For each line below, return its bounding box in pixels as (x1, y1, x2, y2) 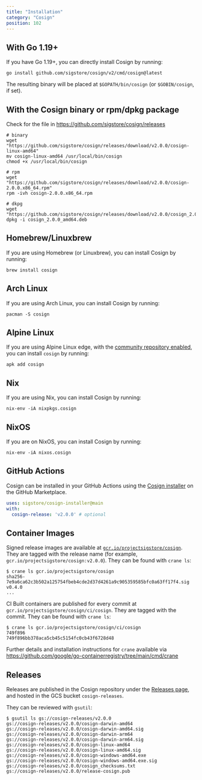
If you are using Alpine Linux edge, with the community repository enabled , (6, 343, 192, 350)
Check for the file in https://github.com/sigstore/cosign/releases (6, 121, 165, 127)
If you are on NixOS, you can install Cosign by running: (6, 438, 142, 445)
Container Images (6, 528, 75, 538)
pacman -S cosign (6, 311, 50, 317)
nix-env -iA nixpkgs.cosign (6, 405, 77, 412)
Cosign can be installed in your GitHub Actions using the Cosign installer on (6, 482, 194, 489)
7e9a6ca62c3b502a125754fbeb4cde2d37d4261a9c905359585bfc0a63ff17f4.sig (6, 579, 189, 585)
